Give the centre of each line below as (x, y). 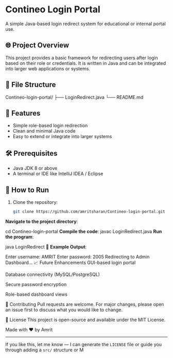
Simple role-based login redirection (50, 126)
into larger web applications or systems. (48, 68)
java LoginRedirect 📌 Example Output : (46, 247)
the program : (20, 237)
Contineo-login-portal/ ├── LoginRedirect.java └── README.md (74, 97)
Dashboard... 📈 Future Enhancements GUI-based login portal (71, 262)
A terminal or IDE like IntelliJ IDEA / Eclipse (58, 174)
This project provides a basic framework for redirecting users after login (82, 58)
